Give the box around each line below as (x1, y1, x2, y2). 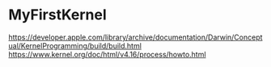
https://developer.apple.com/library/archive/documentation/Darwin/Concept (8, 32, 263, 42)
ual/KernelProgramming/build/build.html (8, 40, 142, 50)
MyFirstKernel (8, 6, 107, 24)
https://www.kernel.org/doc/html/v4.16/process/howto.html (8, 49, 206, 59)
